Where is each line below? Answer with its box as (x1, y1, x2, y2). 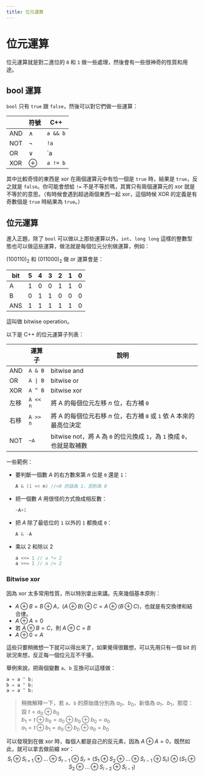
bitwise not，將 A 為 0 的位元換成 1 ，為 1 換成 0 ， (50, 432, 191, 441)
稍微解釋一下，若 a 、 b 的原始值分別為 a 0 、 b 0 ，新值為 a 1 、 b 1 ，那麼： (21, 699, 194, 708)
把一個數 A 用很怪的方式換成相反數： (15, 495, 107, 502)
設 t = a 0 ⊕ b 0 (21, 708, 59, 717)
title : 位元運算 (6, 9, 44, 15)
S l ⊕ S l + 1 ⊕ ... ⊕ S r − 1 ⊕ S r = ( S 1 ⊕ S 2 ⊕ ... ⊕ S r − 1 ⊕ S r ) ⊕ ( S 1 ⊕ (7, 755, 195, 764)
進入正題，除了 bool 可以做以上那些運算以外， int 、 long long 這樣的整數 (6, 235, 188, 242)
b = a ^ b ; (6, 682, 34, 688)
